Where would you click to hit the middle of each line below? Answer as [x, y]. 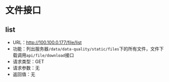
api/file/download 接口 [50, 55]
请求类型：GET [28, 61]
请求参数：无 [26, 68]
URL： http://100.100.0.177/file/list [47, 42]
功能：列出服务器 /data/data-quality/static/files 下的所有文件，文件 [86, 49]
